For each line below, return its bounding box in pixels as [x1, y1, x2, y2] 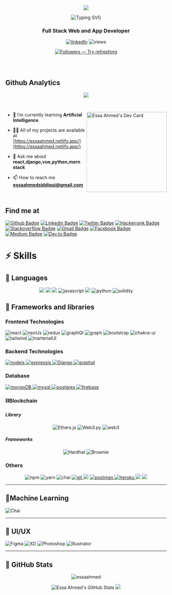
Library [5, 412, 21, 418]
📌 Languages [5, 273, 48, 282]
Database [5, 372, 30, 379]
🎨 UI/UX [5, 527, 31, 536]
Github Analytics [5, 78, 60, 87]
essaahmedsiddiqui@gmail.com [12, 182, 83, 188]
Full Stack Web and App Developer [42, 27, 130, 34]
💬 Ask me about [12, 153, 47, 159]
